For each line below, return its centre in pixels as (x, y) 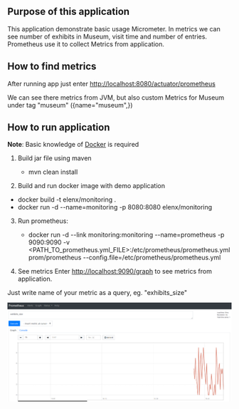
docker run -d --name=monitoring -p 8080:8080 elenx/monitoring (115, 207)
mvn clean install (53, 172)
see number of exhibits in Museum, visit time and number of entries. (107, 36)
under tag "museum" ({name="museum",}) (70, 105)
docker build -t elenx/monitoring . (67, 200)
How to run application (59, 128)
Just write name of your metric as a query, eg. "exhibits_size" (97, 293)
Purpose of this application (69, 12)
